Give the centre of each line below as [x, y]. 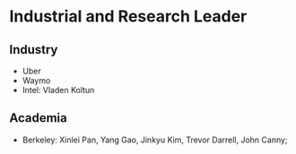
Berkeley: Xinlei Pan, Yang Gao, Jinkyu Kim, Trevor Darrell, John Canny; [155, 140]
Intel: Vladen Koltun [58, 90]
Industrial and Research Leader [128, 17]
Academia [38, 118]
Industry [34, 50]
